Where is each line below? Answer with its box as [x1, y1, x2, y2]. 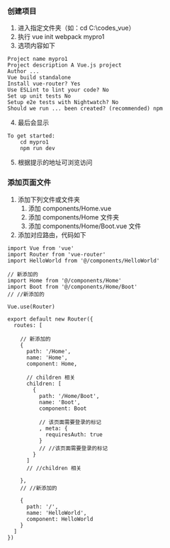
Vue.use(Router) [7, 303, 55, 310]
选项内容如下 [17, 41, 55, 50]
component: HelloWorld [25, 515, 93, 523]
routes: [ [13, 321, 42, 329]
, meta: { [38, 425, 69, 432]
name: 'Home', [25, 354, 69, 361]
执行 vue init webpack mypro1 [17, 33, 105, 41]
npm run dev [20, 145, 55, 152]
